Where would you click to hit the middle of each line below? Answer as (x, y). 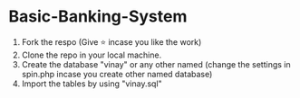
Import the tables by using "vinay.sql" (92, 84)
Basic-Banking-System (98, 17)
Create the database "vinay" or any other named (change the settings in (156, 64)
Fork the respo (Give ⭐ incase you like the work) (111, 41)
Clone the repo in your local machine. (92, 55)
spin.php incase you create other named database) (117, 74)
